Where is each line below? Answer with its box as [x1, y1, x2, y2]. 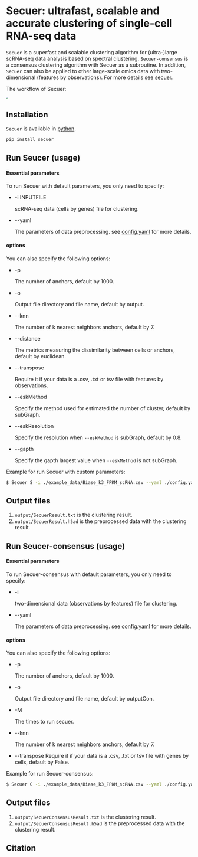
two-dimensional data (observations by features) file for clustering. [14, 600, 178, 607]
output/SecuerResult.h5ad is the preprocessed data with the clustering [14, 518, 187, 525]
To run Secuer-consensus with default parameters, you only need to [6, 571, 172, 578]
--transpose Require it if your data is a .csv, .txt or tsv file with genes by [14, 753, 189, 760]
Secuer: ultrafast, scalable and [6, 4, 160, 18]
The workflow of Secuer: [6, 85, 67, 92]
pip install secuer [6, 137, 54, 143]
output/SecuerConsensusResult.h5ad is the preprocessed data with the [14, 819, 185, 827]
